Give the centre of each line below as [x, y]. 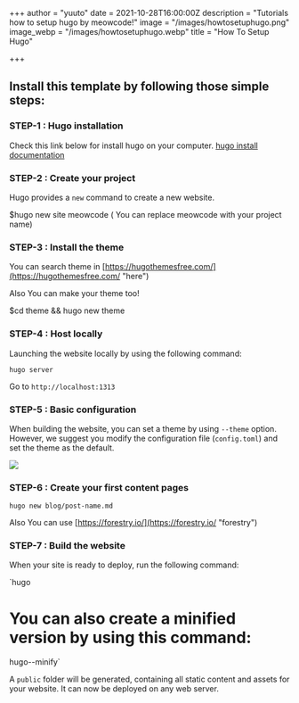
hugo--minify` [35, 662]
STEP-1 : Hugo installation [66, 126]
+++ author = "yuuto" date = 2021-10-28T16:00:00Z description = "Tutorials [149, 13]
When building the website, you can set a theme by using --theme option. [143, 428]
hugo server [31, 369]
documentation [37, 154]
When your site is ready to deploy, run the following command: [124, 565]
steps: [27, 100]
